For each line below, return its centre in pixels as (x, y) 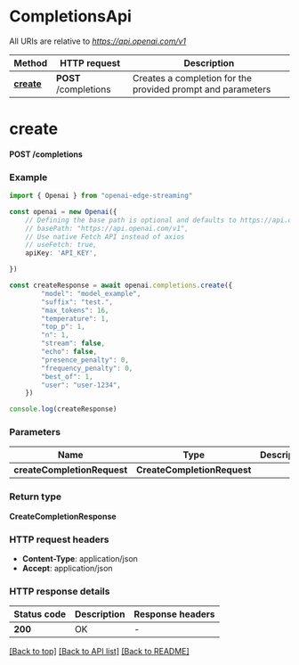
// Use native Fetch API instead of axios (105, 237)
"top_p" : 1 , (64, 327)
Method (31, 62)
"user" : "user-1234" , (81, 385)
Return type (36, 497)
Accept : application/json (67, 569)
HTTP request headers (59, 539)
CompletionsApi (70, 16)
